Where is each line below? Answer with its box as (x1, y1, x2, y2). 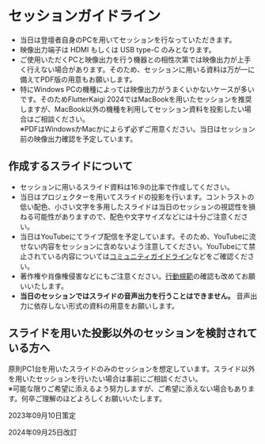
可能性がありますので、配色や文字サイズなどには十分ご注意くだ (33, 212, 241, 221)
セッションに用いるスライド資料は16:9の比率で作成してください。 (19, 182, 235, 191)
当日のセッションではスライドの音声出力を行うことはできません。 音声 (19, 291, 251, 300)
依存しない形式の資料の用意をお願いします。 (33, 300, 180, 310)
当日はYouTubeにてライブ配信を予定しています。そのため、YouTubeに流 (19, 232, 256, 241)
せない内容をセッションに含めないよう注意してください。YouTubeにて (19, 241, 249, 251)
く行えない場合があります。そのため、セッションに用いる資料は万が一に (19, 64, 256, 74)
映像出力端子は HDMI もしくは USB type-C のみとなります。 (19, 44, 216, 54)
